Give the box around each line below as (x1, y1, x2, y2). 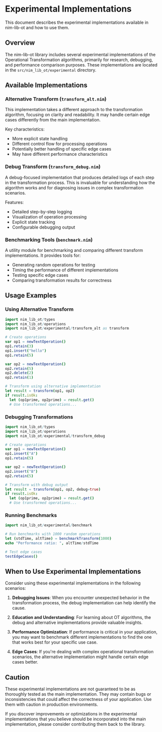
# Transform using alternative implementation (5, 384, 101, 389)
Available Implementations (5, 81, 88, 89)
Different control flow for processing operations (12, 141, 108, 147)
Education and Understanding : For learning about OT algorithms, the (12, 615, 151, 620)
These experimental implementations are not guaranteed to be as (5, 686, 136, 692)
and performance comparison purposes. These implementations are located (5, 62, 158, 67)
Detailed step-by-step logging (12, 209, 72, 215)
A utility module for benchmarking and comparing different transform (5, 248, 143, 253)
